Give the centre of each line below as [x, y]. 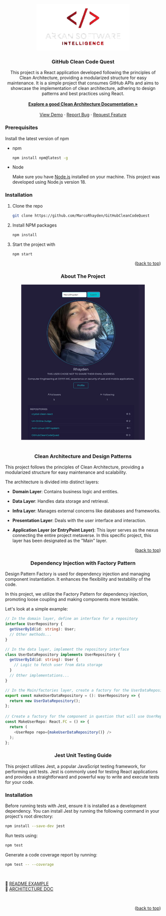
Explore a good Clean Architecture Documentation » [83, 104]
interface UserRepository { [34, 624]
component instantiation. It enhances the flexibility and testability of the [78, 579]
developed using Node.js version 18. [49, 182]
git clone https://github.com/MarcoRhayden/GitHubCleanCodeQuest [81, 216]
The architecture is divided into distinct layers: [52, 482]
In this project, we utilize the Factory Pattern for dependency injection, [77, 594]
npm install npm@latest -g [40, 158]
